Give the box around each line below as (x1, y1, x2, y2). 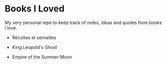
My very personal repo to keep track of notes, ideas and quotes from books (5, 19, 162, 25)
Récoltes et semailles (12, 34, 57, 40)
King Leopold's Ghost (12, 44, 58, 50)
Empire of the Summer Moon (12, 53, 72, 60)
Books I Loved (5, 3, 65, 14)
